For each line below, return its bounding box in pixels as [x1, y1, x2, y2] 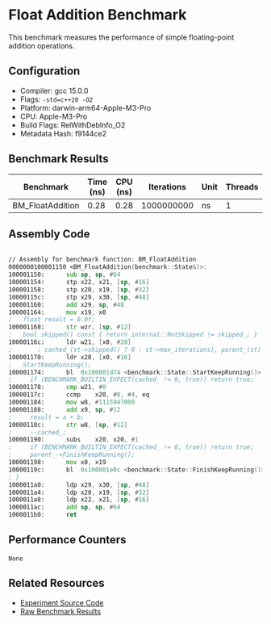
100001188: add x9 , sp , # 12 [8, 405, 121, 413]
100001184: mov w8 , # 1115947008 [8, 398, 135, 406]
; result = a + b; [8, 413, 85, 421]
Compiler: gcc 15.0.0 [19, 86, 89, 95]
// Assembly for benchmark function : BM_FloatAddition [8, 256, 197, 264]
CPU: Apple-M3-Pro [19, 111, 88, 121]
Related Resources [8, 576, 105, 590]
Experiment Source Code [19, 597, 104, 607]
